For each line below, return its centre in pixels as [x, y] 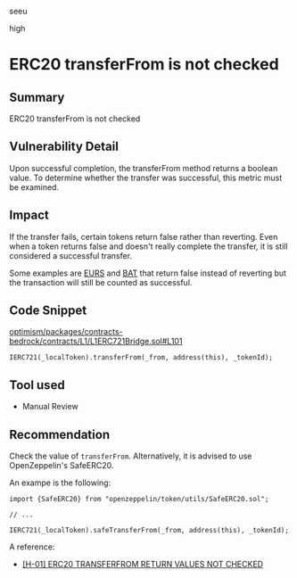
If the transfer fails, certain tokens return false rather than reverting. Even [144, 236]
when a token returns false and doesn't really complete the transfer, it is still [148, 246]
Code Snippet [48, 311]
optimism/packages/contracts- [66, 332]
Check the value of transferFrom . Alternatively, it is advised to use [131, 456]
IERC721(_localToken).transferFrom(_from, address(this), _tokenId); [141, 358]
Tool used [37, 385]
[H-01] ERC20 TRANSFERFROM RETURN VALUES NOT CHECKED [143, 565]
